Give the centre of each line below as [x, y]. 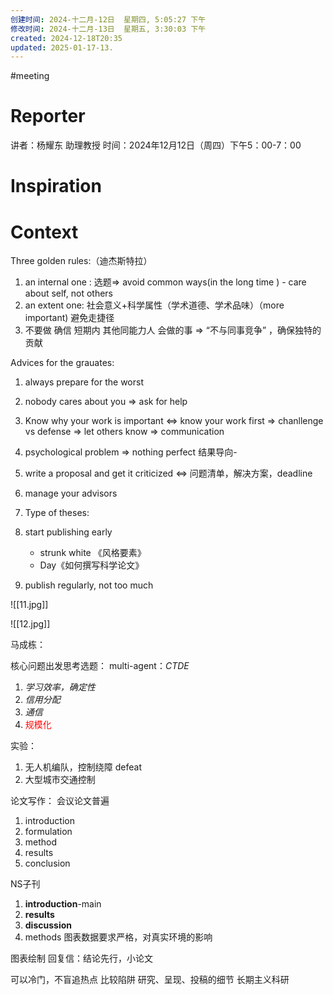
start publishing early [68, 532]
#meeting [30, 76]
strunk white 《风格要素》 [93, 553]
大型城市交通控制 [60, 780]
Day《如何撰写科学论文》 [92, 565]
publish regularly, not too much [89, 585]
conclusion [47, 863]
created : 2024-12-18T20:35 [66, 38]
